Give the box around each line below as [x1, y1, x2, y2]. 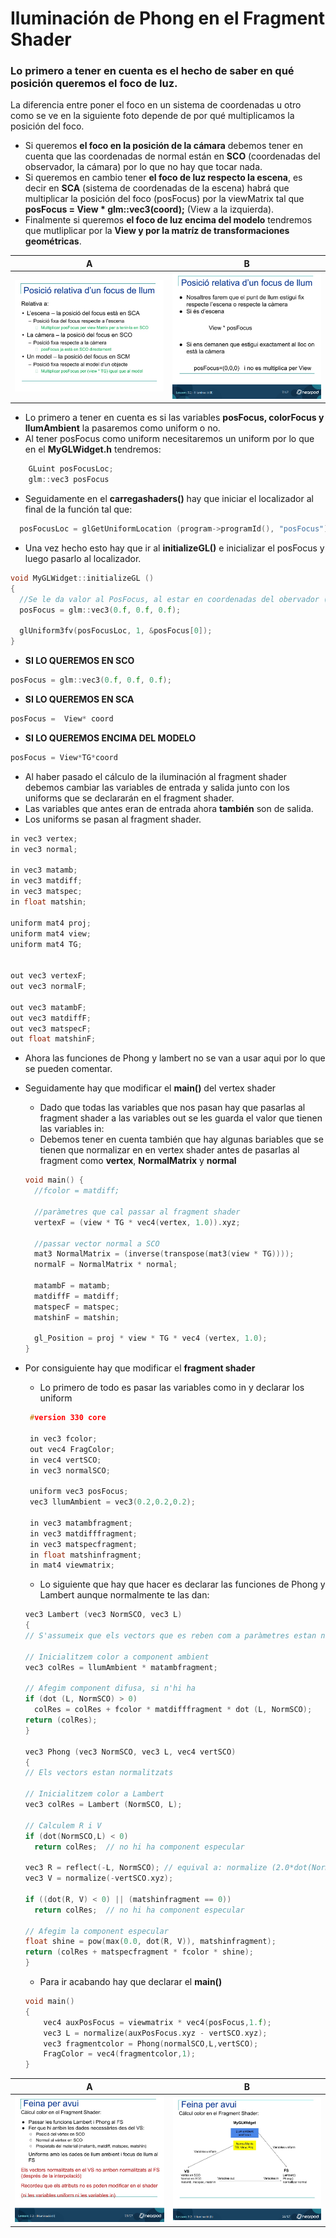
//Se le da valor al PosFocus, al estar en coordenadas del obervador [19, 594, 320, 604]
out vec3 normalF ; [10, 982, 87, 992]
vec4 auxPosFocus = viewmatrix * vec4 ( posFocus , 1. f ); [43, 2017, 272, 2027]
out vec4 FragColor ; [29, 1444, 115, 1454]
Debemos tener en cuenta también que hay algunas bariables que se [39, 1133, 324, 1146]
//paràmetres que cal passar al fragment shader [34, 1207, 241, 1217]
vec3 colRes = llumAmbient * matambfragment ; [24, 1662, 218, 1672]
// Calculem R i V [24, 1820, 102, 1831]
